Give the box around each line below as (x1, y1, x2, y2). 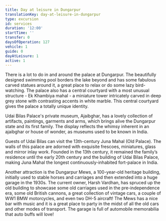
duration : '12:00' (5, 26, 43, 31)
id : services (5, 21, 32, 26)
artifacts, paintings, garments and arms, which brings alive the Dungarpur (5, 118, 156, 124)
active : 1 (5, 58, 26, 63)
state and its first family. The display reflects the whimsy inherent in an (5, 124, 150, 130)
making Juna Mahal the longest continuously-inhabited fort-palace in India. (5, 159, 159, 165)
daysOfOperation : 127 (5, 40, 50, 45)
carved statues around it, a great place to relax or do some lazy (5, 82, 135, 88)
